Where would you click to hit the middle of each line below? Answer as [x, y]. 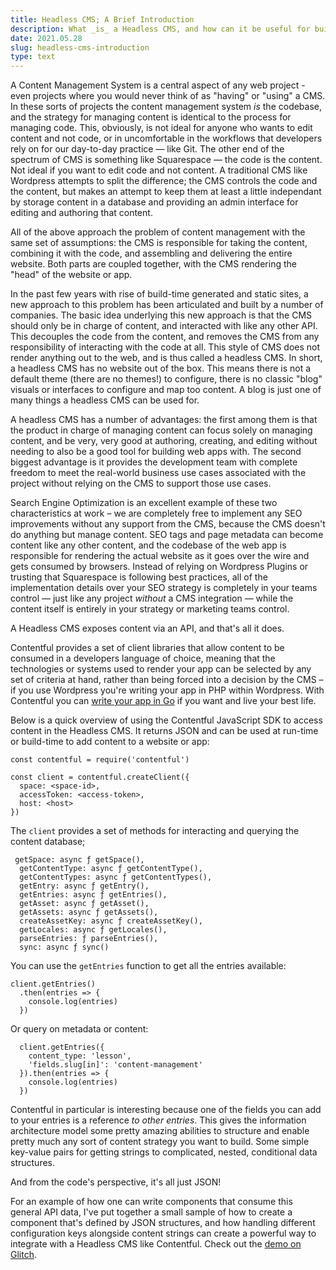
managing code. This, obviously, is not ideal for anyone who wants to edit [161, 128]
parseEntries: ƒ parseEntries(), [89, 939]
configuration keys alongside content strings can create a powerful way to [163, 1233]
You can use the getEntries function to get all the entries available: [148, 966]
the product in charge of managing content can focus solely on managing [161, 430]
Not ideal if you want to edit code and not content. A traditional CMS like [159, 170]
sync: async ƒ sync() [64, 947]
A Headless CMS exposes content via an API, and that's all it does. [147, 628]
